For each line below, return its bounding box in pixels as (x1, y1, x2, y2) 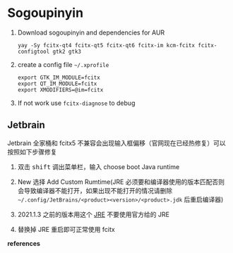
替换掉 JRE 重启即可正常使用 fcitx (17, 225, 115, 233)
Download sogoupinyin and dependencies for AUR (17, 28, 165, 37)
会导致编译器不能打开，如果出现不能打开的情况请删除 (17, 186, 173, 195)
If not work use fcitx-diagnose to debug (17, 99, 136, 107)
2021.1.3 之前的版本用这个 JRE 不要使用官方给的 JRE (17, 210, 169, 218)
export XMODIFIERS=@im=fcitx (17, 86, 104, 93)
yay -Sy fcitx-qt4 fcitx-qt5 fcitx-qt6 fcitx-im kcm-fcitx (17, 42, 196, 49)
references (7, 239, 41, 247)
